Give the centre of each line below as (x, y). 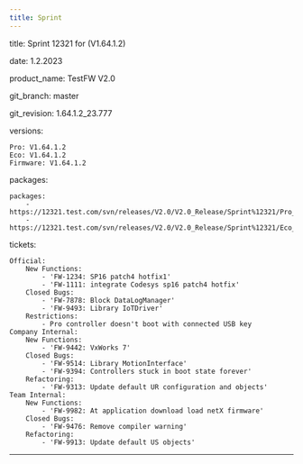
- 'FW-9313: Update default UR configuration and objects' (155, 387)
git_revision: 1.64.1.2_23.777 (61, 113)
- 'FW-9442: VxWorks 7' (86, 348)
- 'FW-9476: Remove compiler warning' (115, 426)
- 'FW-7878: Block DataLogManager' (109, 300)
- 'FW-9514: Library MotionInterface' (115, 363)
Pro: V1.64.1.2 (38, 147)
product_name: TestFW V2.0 (62, 78)
